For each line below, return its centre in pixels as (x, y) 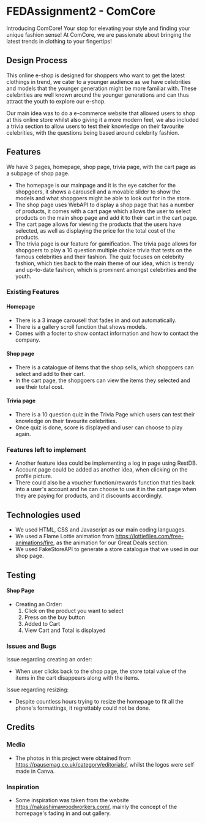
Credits (21, 727)
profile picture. (34, 476)
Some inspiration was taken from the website (72, 800)
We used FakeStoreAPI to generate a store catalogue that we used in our (107, 549)
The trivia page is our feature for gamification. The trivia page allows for (106, 244)
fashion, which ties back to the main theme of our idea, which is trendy (105, 263)
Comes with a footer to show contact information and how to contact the (107, 333)
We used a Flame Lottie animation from (65, 536)
